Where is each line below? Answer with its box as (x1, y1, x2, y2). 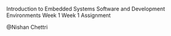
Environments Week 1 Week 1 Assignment (6, 12, 111, 19)
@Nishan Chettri (6, 24, 48, 31)
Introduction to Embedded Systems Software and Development (6, 5, 166, 12)
